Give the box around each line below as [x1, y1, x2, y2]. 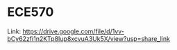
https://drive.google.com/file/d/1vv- [22, 27, 125, 35]
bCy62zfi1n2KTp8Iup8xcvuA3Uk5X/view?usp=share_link [7, 34, 170, 42]
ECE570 [7, 4, 54, 20]
